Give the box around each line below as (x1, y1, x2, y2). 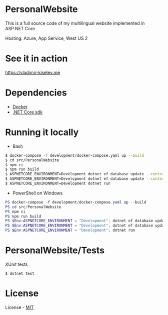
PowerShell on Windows (12, 190, 63, 196)
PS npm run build (5, 214, 41, 219)
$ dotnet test (5, 271, 35, 276)
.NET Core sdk (12, 109, 43, 115)
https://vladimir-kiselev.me (5, 69, 60, 75)
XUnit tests (5, 261, 28, 267)
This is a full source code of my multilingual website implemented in (5, 20, 145, 26)
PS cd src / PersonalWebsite (5, 204, 61, 209)
